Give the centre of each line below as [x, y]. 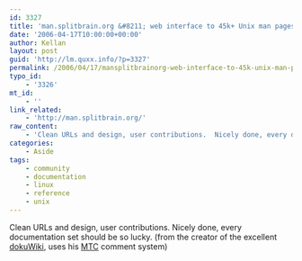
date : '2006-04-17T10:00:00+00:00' [76, 34]
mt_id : [22, 93]
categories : [31, 143]
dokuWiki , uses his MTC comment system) [89, 246]
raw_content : [34, 127]
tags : [19, 160]
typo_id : [26, 76]
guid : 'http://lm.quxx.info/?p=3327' [80, 59]
